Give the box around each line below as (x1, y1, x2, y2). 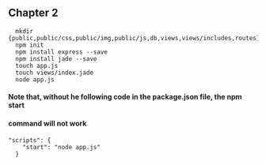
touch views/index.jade (15, 69, 93, 77)
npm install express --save (15, 47, 108, 56)
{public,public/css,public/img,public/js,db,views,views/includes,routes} (8, 34, 260, 42)
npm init (15, 41, 44, 49)
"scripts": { (8, 136, 51, 144)
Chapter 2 (8, 6, 59, 20)
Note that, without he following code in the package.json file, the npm (8, 92, 243, 102)
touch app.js (15, 62, 59, 69)
